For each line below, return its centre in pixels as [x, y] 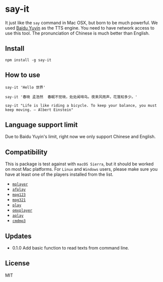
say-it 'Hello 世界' [25, 87]
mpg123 [19, 195]
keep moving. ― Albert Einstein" [39, 110]
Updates [18, 236]
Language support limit [41, 125]
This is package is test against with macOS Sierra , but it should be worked [79, 164]
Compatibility [26, 152]
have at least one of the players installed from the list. [59, 174]
